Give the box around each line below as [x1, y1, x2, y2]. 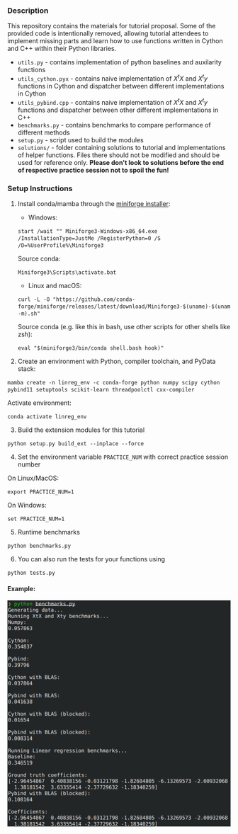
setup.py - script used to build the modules [17, 135, 144, 144]
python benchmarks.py [7, 542, 72, 549]
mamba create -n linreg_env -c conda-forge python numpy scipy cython [7, 379, 220, 386]
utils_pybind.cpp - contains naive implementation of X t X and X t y [17, 96, 208, 106]
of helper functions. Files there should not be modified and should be [17, 151, 220, 159]
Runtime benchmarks [17, 527, 80, 536]
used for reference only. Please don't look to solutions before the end [17, 158, 225, 166]
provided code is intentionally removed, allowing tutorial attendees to [7, 29, 209, 38]
